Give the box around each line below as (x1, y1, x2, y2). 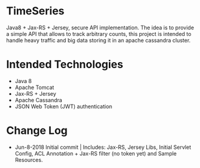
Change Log (6, 124, 68, 138)
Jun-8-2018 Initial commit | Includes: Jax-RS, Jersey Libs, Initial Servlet (14, 143, 192, 151)
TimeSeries (6, 4, 65, 18)
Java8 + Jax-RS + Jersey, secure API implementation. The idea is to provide (6, 24, 195, 31)
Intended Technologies (6, 58, 124, 71)
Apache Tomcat (14, 84, 54, 91)
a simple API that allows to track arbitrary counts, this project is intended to (6, 30, 192, 37)
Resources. (14, 156, 43, 163)
